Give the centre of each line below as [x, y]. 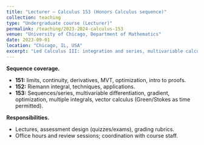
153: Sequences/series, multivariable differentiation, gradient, [92, 93]
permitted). [29, 106]
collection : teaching [34, 18]
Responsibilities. [28, 117]
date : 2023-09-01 [28, 40]
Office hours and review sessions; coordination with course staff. [96, 135]
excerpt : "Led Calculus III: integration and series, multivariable [95, 51]
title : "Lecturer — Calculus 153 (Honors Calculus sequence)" [87, 12]
